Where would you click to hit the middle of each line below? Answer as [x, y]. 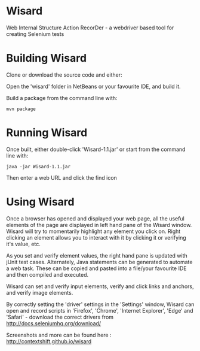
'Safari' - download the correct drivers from [60, 317]
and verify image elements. [40, 292]
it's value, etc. [23, 244]
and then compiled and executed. [47, 274]
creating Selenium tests [35, 34]
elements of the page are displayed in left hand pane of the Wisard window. [99, 225]
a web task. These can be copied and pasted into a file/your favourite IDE [96, 268]
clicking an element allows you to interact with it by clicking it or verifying [96, 237]
